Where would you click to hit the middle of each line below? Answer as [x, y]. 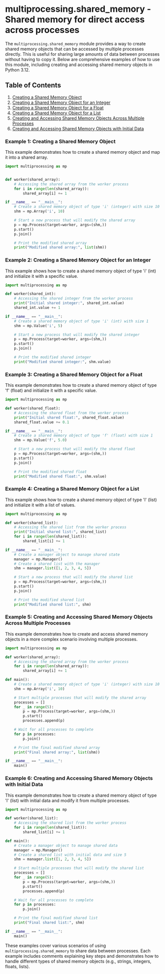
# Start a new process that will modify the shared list [74, 577]
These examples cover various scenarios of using [56, 945]
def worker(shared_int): [31, 294]
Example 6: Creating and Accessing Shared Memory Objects [79, 778]
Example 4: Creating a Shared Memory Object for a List [72, 489]
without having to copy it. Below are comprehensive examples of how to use [82, 59]
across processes [42, 30]
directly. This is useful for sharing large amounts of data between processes [82, 54]
